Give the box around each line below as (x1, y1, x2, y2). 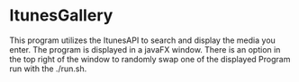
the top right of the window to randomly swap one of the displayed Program (9, 53, 291, 64)
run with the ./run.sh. (9, 63, 87, 74)
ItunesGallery (9, 5, 113, 26)
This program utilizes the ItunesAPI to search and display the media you (9, 35, 276, 45)
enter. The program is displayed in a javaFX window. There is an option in (9, 44, 281, 54)
